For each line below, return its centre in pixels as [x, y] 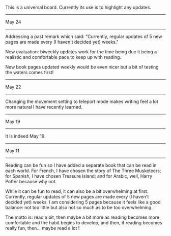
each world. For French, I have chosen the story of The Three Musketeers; [83, 171]
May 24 [13, 22]
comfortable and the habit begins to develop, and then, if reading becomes [84, 223]
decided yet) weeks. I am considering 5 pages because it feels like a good [83, 202]
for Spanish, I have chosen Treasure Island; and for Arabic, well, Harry [79, 176]
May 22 [13, 87]
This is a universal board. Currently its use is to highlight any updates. [78, 7]
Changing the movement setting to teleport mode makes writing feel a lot [82, 102]
